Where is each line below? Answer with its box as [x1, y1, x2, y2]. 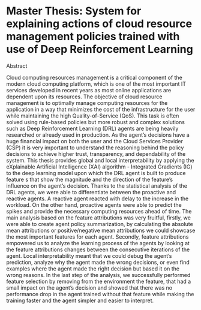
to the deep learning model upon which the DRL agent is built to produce [6, 169, 186, 176]
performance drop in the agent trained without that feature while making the [6, 290, 194, 297]
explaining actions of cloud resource [6, 17, 193, 31]
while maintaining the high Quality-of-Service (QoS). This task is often [6, 112, 179, 119]
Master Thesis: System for [6, 4, 142, 18]
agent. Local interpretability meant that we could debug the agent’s [6, 252, 172, 259]
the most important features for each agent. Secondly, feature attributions [6, 233, 189, 240]
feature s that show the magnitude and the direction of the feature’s [6, 176, 173, 183]
